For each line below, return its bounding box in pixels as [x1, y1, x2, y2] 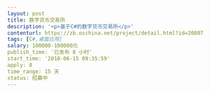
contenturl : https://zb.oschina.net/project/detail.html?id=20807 [7, 29, 204, 37]
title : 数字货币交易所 [7, 17, 66, 24]
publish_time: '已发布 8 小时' [7, 49, 92, 56]
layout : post [7, 10, 45, 17]
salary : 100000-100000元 [7, 42, 79, 49]
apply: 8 [7, 62, 33, 68]
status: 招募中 [7, 74, 48, 82]
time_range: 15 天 [7, 68, 60, 75]
